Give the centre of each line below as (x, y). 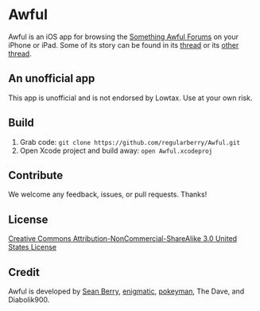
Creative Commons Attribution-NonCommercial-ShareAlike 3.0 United (122, 239)
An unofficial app (52, 78)
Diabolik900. (29, 299)
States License (33, 247)
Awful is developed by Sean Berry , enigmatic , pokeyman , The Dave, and (126, 291)
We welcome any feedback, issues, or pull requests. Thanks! (108, 194)
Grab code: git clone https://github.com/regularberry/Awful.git (130, 142)
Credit (24, 272)
